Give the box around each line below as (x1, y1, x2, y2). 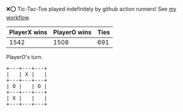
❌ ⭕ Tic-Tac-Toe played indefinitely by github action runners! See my (6, 5, 177, 13)
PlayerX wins (9, 28, 48, 36)
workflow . (6, 14, 30, 21)
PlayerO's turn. (6, 54, 43, 60)
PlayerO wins (53, 28, 92, 36)
